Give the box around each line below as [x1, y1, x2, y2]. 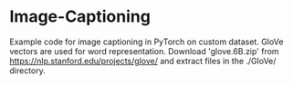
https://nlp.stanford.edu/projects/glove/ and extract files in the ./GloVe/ [9, 55, 277, 66]
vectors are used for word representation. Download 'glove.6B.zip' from [9, 45, 280, 56]
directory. [9, 65, 46, 76]
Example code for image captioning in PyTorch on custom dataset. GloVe [9, 36, 284, 47]
